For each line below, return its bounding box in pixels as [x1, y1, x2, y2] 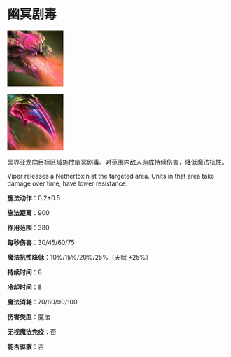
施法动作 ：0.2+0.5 [7, 193, 61, 202]
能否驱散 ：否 [7, 342, 44, 351]
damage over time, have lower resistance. [7, 179, 128, 188]
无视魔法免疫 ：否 [7, 327, 57, 336]
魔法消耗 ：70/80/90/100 [7, 297, 78, 306]
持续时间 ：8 [7, 267, 42, 276]
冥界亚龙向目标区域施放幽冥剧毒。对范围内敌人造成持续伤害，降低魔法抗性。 [7, 157, 228, 166]
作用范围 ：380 [7, 223, 50, 232]
